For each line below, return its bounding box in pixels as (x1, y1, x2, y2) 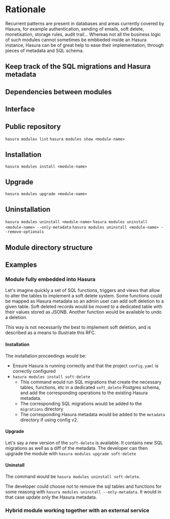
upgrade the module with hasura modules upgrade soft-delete (5, 450, 137, 456)
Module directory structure (5, 243, 93, 252)
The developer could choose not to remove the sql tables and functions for (5, 483, 162, 489)
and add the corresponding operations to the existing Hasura (20, 390, 148, 396)
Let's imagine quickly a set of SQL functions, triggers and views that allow (5, 287, 160, 293)
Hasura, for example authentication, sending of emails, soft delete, (5, 25, 145, 32)
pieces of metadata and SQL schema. (5, 47, 84, 53)
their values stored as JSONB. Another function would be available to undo (5, 309, 162, 315)
